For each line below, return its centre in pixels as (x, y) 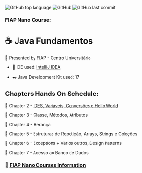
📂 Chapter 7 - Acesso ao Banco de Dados (47, 152)
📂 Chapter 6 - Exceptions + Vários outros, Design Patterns (63, 143)
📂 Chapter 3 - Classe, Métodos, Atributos (46, 115)
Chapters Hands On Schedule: (52, 94)
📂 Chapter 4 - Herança (28, 124)
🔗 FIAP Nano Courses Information (45, 165)
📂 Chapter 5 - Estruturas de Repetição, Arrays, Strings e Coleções (71, 134)
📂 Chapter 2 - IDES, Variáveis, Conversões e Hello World (62, 105)
